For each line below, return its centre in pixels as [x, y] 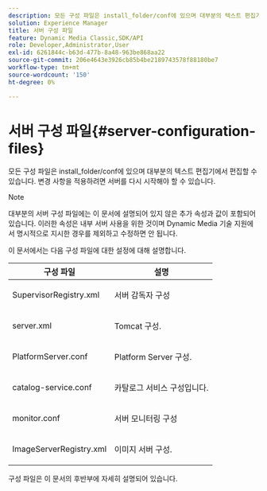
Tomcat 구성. [137, 326]
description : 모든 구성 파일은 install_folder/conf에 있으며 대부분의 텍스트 [125, 16]
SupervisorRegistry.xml [56, 295]
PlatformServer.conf [50, 357]
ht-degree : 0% [32, 82]
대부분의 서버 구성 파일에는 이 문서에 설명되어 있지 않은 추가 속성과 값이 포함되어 [132, 214]
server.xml [32, 325]
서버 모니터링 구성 [145, 419]
